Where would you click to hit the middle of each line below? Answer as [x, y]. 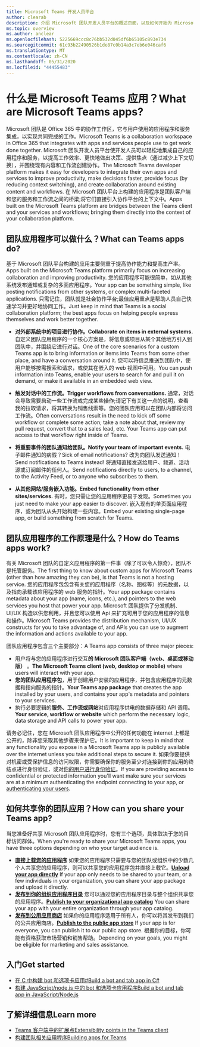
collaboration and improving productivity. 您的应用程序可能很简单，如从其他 [99, 278]
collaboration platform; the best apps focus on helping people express [92, 313]
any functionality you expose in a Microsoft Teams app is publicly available [98, 747]
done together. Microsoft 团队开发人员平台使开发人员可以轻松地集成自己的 [97, 151]
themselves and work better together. [52, 320]
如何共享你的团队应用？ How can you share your [95, 809]
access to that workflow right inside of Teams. [72, 435]
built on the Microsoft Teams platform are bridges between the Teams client [99, 206]
